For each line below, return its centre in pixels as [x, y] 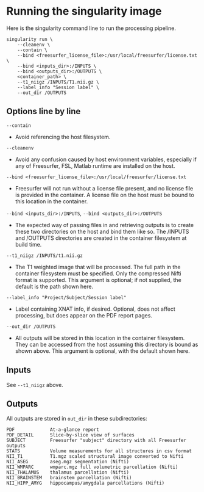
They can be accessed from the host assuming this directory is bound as [107, 344]
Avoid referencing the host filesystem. [63, 137]
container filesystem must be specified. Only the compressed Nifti [98, 273]
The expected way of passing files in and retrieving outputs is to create [104, 225]
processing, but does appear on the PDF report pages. [83, 315]
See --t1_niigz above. [35, 385]
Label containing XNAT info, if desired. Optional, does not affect [95, 309]
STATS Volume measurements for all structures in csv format [99, 451]
